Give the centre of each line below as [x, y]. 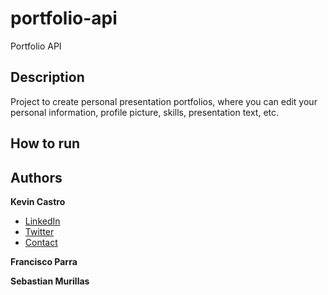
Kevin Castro [38, 201]
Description [47, 77]
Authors [36, 177]
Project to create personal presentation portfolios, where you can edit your [164, 101]
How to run [45, 143]
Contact [41, 242]
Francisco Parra [44, 261]
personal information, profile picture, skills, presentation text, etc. [145, 112]
